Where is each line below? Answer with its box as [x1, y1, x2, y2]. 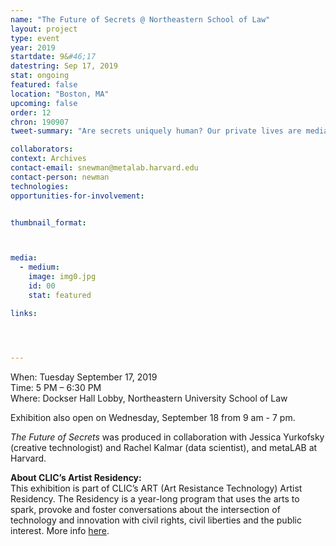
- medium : [19, 262, 60, 273]
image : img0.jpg [28, 272, 97, 282]
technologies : [10, 181, 70, 191]
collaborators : [10, 144, 74, 155]
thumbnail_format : [10, 217, 87, 228]
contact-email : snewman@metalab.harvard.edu [10, 163, 199, 173]
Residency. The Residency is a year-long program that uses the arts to [10, 492, 300, 505]
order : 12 [10, 107, 52, 118]
